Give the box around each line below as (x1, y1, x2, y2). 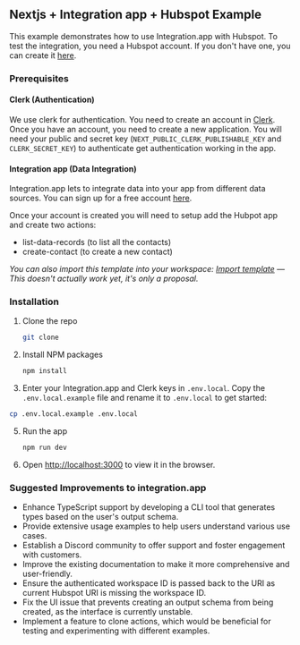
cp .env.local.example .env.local (9, 410, 139, 419)
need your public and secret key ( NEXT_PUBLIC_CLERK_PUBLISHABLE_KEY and (9, 133, 282, 144)
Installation (9, 295, 60, 308)
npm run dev (21, 443, 67, 453)
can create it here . (9, 49, 77, 61)
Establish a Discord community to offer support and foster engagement (21, 540, 286, 551)
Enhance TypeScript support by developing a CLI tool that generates (21, 502, 276, 513)
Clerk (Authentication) (9, 94, 96, 106)
